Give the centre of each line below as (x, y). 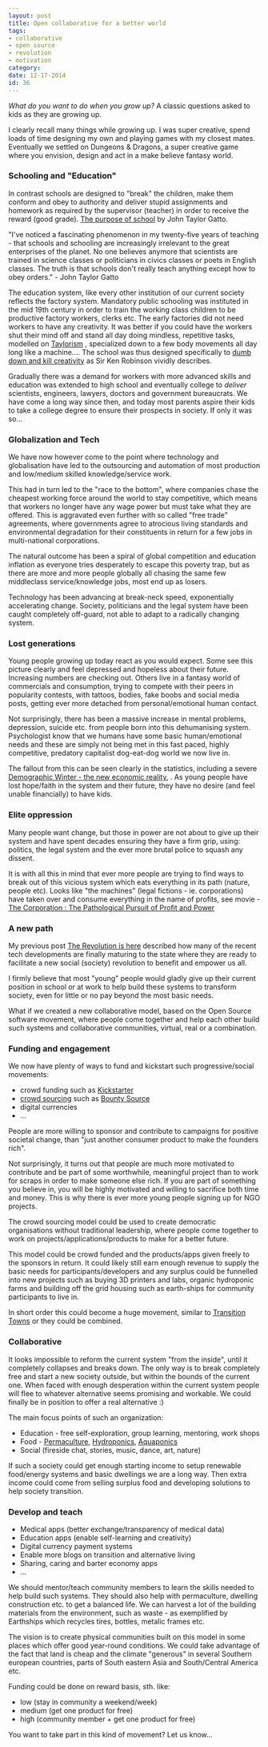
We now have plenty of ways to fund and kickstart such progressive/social (131, 1066)
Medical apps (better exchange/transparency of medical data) (122, 1529)
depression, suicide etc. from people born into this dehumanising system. (129, 728)
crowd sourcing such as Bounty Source (85, 1099)
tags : (17, 30)
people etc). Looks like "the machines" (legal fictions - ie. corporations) (126, 890)
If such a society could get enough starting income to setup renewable (125, 1465)
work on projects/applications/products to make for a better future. (119, 1239)
